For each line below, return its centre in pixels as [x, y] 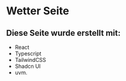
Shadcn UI [27, 66]
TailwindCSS [30, 60]
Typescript [28, 54]
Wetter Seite [38, 11]
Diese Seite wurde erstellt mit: [63, 33]
